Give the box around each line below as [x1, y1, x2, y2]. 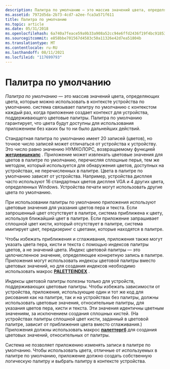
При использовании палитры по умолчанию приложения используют [5, 199, 156, 206]
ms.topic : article [5, 21, 44, 27]
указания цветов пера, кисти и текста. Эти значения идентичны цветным [5, 305, 164, 311]
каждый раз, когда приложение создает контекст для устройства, [5, 110, 149, 116]
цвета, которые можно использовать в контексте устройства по [5, 98, 145, 105]
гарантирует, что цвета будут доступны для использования [5, 120, 134, 126]
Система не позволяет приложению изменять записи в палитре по [5, 342, 151, 348]
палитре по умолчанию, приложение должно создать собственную [5, 353, 152, 359]
